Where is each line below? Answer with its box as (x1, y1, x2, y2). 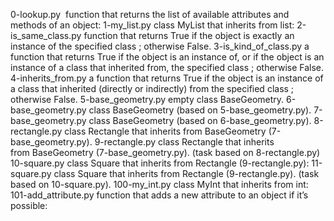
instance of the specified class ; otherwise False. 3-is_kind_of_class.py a (10, 40, 310, 52)
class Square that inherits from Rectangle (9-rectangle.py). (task (53, 168, 320, 179)
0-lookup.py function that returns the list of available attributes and (10, 9, 290, 20)
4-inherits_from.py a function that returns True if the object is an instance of (10, 72, 324, 84)
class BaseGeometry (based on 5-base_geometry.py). (88, 104, 312, 116)
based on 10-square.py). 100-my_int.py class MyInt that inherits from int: (10, 179, 309, 190)
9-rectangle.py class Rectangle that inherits (94, 136, 275, 148)
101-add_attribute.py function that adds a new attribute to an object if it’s (10, 189, 309, 201)
